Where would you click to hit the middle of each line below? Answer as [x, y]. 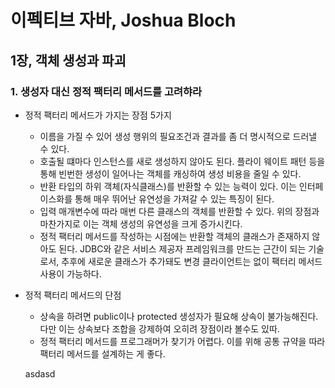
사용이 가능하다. [70, 273]
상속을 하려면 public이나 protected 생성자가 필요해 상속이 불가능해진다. [179, 316]
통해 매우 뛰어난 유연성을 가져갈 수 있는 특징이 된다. [174, 198]
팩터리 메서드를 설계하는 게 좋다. [102, 353]
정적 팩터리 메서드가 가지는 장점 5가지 [98, 115]
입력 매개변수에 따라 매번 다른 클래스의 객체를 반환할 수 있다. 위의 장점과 [179, 211]
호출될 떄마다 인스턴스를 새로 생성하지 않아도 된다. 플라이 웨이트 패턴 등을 [182, 161]
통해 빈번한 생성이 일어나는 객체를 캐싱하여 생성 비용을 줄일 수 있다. [170, 173]
